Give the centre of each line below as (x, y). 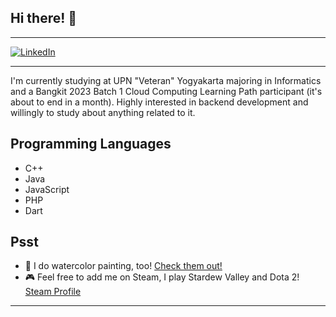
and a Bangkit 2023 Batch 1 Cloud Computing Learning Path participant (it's (166, 91)
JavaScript (47, 189)
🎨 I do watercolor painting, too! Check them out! (123, 266)
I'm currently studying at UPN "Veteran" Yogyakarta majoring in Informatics (166, 80)
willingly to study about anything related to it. (103, 112)
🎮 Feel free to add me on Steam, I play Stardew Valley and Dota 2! (162, 277)
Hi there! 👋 (44, 18)
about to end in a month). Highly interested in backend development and (159, 102)
